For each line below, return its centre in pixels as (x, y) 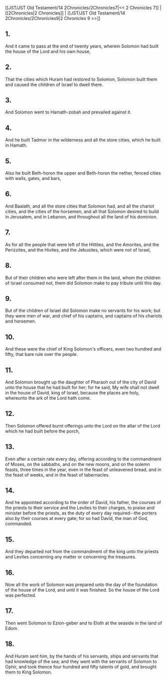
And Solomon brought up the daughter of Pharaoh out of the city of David (81, 382)
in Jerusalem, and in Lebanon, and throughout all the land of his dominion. (82, 216)
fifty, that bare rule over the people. (42, 354)
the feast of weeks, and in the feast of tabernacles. (58, 474)
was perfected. (21, 595)
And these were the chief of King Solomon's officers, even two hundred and (83, 349)
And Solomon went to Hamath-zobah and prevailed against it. (68, 112)
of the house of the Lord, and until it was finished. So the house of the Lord (82, 590)
